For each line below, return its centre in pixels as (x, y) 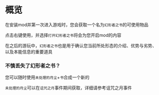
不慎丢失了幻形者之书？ (33, 65)
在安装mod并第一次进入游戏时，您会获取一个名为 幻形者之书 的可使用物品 (77, 25)
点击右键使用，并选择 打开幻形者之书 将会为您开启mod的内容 (63, 35)
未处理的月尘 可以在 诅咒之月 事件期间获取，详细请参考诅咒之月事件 (68, 88)
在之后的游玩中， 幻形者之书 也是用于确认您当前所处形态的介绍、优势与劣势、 (81, 45)
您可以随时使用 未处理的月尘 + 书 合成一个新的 (47, 77)
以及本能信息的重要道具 (29, 52)
